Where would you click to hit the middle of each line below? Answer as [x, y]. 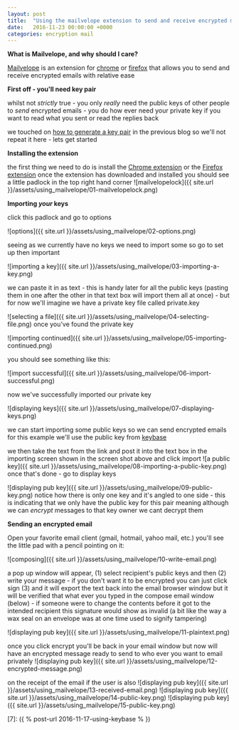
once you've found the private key [83, 324]
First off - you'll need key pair [52, 89]
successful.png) [31, 381]
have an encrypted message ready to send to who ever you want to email [115, 654]
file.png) [20, 324]
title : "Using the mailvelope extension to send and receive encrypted [117, 21]
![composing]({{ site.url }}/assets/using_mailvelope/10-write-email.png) [112, 559]
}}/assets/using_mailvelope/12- [172, 661]
